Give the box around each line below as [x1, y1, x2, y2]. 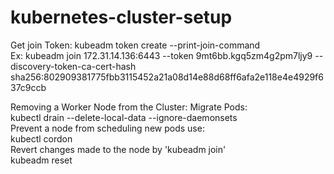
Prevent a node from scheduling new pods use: [10, 122, 205, 134]
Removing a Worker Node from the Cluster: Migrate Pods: [10, 101, 248, 113]
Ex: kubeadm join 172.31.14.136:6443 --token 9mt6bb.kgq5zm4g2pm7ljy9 [10, 49, 313, 61]
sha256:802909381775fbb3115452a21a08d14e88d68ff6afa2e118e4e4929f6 [10, 71, 324, 83]
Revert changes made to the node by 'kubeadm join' [10, 143, 227, 155]
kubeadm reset [10, 154, 73, 166]
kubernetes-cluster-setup [10, 6, 233, 29]
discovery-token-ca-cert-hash [10, 60, 137, 72]
